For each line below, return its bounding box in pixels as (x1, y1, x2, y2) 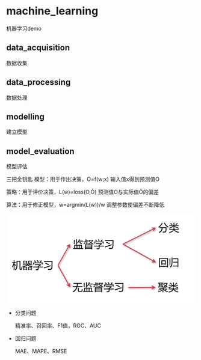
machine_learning (6, 4, 99, 18)
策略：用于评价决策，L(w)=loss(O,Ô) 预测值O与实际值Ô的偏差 (6, 188, 159, 196)
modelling (6, 111, 45, 121)
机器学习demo (6, 25, 42, 32)
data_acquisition (6, 43, 70, 53)
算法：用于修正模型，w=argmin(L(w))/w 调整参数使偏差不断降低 (6, 201, 165, 209)
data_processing (6, 77, 71, 88)
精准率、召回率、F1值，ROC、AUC (14, 322, 101, 329)
